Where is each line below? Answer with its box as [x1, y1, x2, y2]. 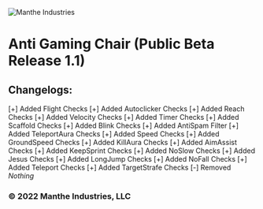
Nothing [8, 171, 35, 181]
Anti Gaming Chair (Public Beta [8, 35, 215, 53]
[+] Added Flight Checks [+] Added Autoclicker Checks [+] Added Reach [8, 104, 245, 114]
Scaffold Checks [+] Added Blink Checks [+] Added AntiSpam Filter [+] [8, 121, 239, 130]
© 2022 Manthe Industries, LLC [8, 190, 131, 201]
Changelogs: [8, 83, 73, 96]
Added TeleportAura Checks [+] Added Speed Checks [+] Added [8, 129, 220, 138]
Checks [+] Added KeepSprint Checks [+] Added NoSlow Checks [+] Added [8, 146, 256, 155]
